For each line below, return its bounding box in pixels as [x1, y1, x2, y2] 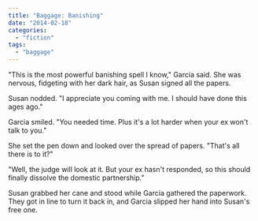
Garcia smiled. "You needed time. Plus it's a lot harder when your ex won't [8, 118, 249, 126]
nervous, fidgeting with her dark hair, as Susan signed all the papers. [8, 78, 231, 88]
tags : [8, 41, 26, 49]
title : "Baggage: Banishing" [8, 11, 104, 20]
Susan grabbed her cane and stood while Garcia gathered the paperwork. [8, 189, 247, 197]
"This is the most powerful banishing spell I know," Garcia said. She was [8, 70, 241, 79]
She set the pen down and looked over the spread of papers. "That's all [8, 141, 240, 150]
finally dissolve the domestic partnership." [8, 173, 145, 182]
